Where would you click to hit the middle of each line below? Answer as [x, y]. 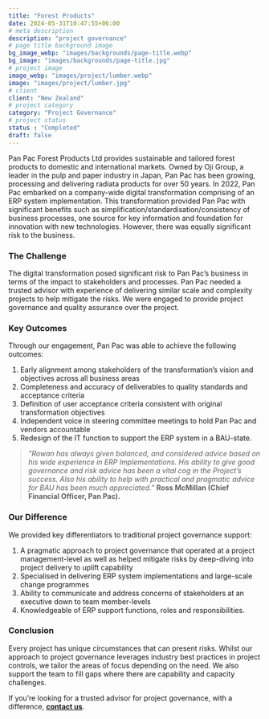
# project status [37, 121]
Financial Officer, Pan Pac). [74, 496]
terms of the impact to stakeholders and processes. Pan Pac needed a [125, 281]
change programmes [55, 584]
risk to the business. [42, 235]
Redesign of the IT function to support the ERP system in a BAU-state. [136, 438]
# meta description [41, 31]
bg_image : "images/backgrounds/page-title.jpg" [90, 61]
